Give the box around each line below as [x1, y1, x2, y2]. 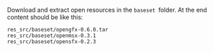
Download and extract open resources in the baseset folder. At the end [7, 6, 207, 14]
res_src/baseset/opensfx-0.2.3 [7, 38, 96, 45]
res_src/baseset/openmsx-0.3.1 [7, 32, 96, 39]
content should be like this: [7, 13, 83, 21]
